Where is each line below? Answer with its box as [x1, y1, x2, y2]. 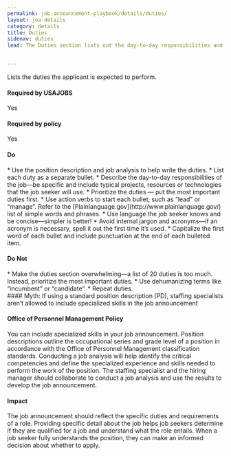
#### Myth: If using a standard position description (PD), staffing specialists [7, 291, 223, 299]
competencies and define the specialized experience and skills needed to [7, 359, 216, 367]
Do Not [7, 255, 27, 263]
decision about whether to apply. [7, 441, 100, 450]
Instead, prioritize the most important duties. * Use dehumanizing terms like [7, 277, 221, 285]
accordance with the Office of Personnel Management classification [7, 345, 200, 353]
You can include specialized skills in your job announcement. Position [7, 330, 204, 339]
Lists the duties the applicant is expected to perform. [7, 73, 157, 81]
